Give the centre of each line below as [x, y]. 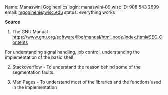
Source [13, 22]
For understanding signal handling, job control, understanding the [73, 52]
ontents [20, 42]
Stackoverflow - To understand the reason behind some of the [77, 67]
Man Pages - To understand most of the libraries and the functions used [87, 82]
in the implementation [35, 87]
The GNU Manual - [32, 32]
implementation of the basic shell [39, 57]
